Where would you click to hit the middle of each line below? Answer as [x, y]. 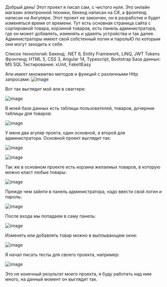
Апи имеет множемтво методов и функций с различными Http [72, 74]
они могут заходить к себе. [34, 44]
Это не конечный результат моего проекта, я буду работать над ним [79, 274]
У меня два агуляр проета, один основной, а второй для [65, 133]
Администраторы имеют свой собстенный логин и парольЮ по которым [83, 39]
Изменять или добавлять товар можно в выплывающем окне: [71, 235]
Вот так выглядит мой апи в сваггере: [45, 89]
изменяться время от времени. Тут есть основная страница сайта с [78, 23]
